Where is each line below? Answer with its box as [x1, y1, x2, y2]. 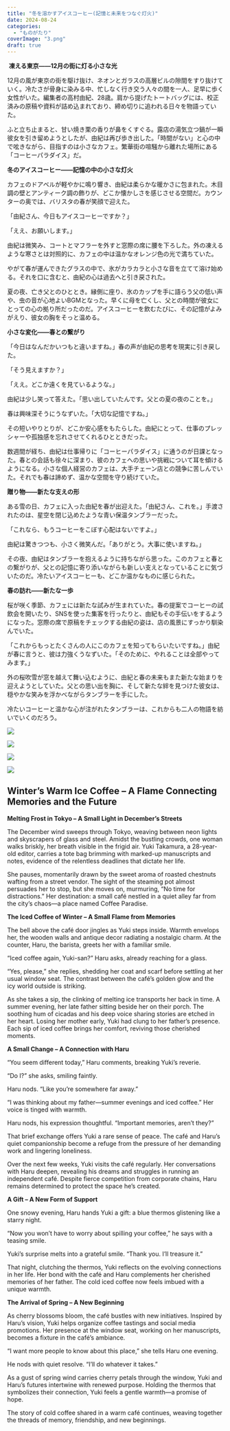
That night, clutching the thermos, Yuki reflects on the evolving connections [7, 1263, 222, 1271]
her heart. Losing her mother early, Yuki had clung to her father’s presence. [7, 1017, 220, 1025]
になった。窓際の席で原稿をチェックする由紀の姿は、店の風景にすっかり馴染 [7, 618, 224, 626]
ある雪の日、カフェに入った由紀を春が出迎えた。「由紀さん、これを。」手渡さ [7, 502, 224, 510]
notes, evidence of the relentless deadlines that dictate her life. [7, 857, 185, 865]
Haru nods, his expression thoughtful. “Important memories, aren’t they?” [7, 1118, 214, 1127]
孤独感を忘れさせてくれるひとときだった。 [30, 433, 152, 440]
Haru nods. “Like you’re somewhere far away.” [7, 1085, 139, 1093]
